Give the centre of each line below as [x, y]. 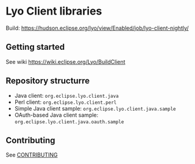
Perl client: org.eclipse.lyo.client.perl [66, 102]
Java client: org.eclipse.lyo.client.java [67, 95]
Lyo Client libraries [54, 11]
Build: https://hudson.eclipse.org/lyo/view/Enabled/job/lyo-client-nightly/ [97, 28]
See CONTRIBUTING [32, 155]
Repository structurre [48, 81]
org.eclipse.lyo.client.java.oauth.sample [69, 122]
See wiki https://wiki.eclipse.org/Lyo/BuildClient [66, 61]
